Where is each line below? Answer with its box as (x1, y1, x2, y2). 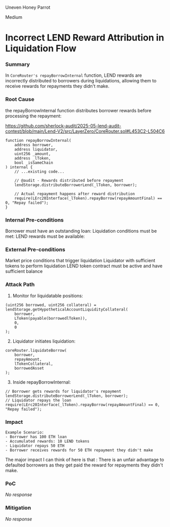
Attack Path (5, 281, 35, 288)
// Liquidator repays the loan (5, 397, 72, 403)
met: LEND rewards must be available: (5, 233, 85, 239)
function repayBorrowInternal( (5, 138, 72, 143)
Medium (5, 14, 23, 20)
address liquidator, (14, 147, 58, 152)
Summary (5, 61, 30, 68)
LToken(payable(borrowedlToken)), (14, 316, 87, 321)
